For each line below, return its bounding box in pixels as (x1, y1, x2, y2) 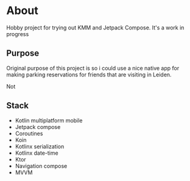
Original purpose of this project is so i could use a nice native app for (6, 64, 180, 72)
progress (6, 30, 29, 37)
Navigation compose (15, 162, 68, 169)
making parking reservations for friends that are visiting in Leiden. (6, 71, 172, 78)
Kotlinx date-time (15, 149, 59, 157)
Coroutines (15, 130, 43, 137)
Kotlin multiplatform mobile (15, 117, 83, 124)
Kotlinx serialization (15, 142, 65, 150)
